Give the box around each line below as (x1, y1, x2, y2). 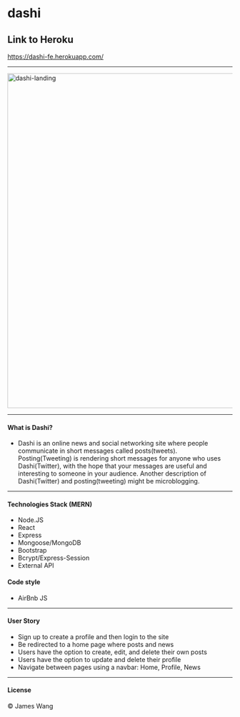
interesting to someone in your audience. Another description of (17, 469, 207, 478)
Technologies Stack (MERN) (7, 500, 93, 508)
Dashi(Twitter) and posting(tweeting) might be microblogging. (17, 477, 200, 486)
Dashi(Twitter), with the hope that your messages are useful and (17, 462, 207, 471)
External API (17, 561, 55, 570)
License (7, 686, 32, 694)
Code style (7, 578, 41, 586)
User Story (7, 616, 41, 626)
